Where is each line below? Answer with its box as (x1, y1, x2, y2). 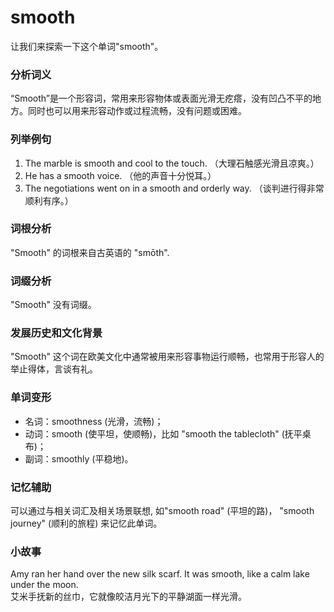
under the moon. (10, 579, 79, 591)
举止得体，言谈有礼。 (10, 363, 98, 375)
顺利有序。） (24, 194, 74, 206)
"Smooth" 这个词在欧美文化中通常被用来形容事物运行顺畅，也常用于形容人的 (10, 351, 325, 363)
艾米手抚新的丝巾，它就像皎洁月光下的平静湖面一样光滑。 (10, 591, 247, 603)
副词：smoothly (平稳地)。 (24, 452, 134, 465)
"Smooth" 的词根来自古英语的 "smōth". (10, 246, 170, 258)
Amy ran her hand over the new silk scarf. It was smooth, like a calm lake (10, 568, 310, 580)
